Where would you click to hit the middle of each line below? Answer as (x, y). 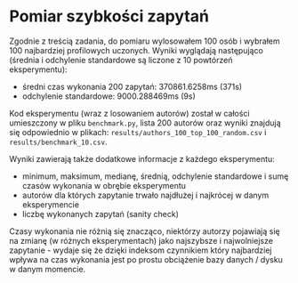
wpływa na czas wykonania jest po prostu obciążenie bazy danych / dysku (146, 259)
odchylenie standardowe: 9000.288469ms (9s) (109, 96)
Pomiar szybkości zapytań (109, 16)
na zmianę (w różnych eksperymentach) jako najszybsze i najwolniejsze (141, 240)
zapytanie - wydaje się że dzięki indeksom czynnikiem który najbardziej (141, 250)
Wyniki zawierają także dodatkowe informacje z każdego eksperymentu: (142, 158)
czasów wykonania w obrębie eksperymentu (104, 185)
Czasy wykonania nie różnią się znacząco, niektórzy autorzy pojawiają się (145, 231)
